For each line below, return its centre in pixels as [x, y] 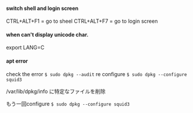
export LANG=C [25, 47]
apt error [17, 61]
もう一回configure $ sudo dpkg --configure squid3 [68, 104]
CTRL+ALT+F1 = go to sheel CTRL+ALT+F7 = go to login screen [82, 21]
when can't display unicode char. [47, 35]
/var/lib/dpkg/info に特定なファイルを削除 [56, 91]
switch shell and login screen [42, 8]
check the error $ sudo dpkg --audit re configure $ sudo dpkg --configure [96, 74]
